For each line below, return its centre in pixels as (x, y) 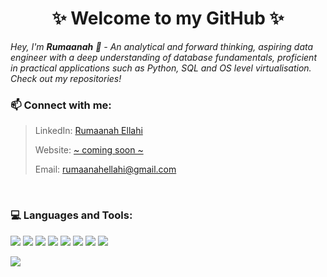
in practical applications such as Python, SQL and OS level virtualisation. (161, 68)
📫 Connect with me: (61, 105)
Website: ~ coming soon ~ (89, 150)
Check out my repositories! (66, 78)
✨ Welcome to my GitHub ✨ (168, 18)
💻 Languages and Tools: (71, 215)
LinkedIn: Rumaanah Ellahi (88, 131)
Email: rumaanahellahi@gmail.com (105, 169)
